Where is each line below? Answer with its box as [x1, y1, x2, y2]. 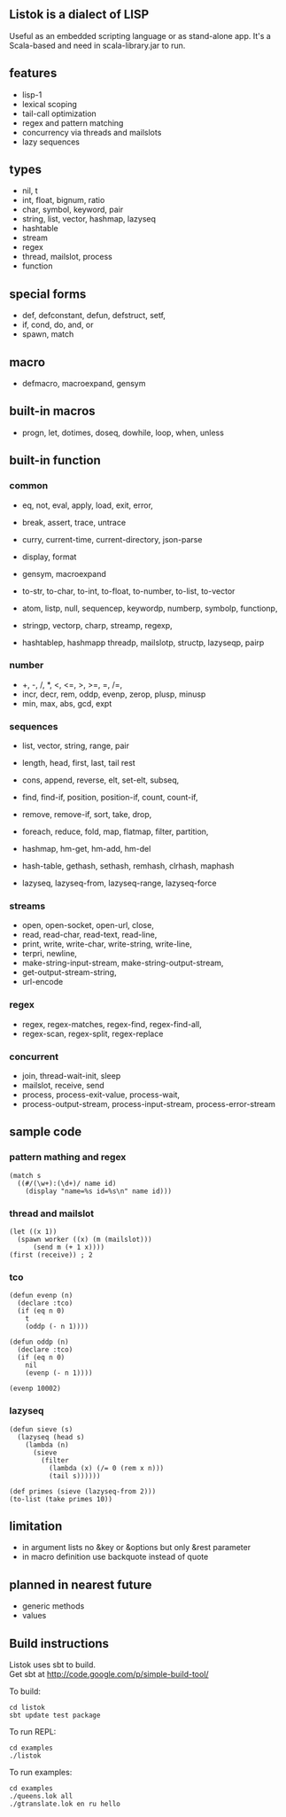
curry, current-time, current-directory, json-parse [21, 534, 203, 544]
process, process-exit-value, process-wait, [21, 1089, 180, 1100]
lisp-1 [21, 89, 43, 100]
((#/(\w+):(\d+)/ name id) [17, 1179, 117, 1188]
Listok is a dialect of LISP [9, 7, 150, 22]
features [9, 66, 58, 81]
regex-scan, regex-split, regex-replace [21, 1028, 164, 1039]
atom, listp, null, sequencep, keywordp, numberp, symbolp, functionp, [21, 603, 278, 613]
